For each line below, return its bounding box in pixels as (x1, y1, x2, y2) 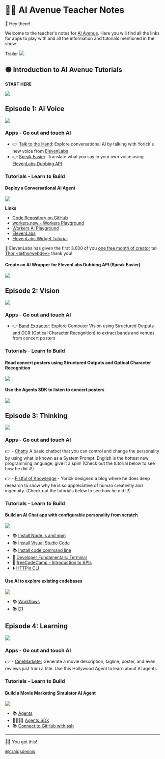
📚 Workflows (12, 599, 40, 605)
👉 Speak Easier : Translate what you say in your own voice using (12, 153, 144, 159)
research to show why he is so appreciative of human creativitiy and (5, 482, 143, 488)
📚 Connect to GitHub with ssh (12, 723, 74, 729)
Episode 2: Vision (5, 286, 60, 295)
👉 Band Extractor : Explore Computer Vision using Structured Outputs (12, 323, 154, 329)
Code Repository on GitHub (12, 215, 68, 221)
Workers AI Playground (12, 225, 59, 231)
